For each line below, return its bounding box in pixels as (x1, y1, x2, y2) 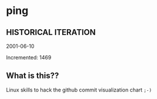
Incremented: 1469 (6, 54, 52, 61)
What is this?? (6, 71, 59, 81)
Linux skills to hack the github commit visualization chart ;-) (6, 86, 152, 93)
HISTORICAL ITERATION (6, 27, 96, 37)
